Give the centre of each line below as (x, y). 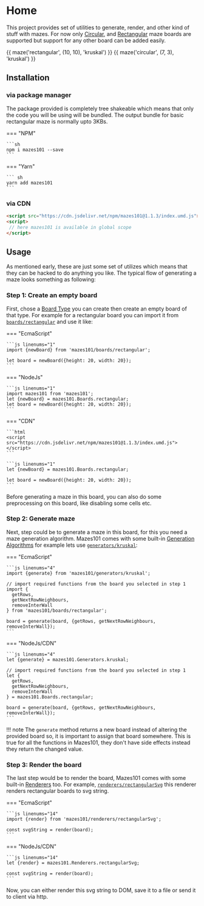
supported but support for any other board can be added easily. (86, 40)
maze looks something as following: (51, 279)
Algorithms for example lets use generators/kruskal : (72, 545)
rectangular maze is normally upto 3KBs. (57, 121)
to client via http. (27, 897)
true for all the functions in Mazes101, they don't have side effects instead (98, 742)
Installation (28, 78)
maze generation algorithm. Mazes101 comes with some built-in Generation (100, 538)
